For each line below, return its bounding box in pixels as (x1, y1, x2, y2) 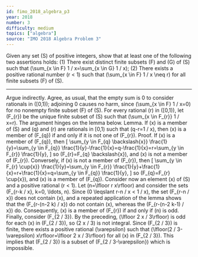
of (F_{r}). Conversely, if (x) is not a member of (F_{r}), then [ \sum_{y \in (6, 157, 182, 164)
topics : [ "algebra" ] (6, 31, 57, 37)
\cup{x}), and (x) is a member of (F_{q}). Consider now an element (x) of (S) (6, 176, 190, 183)
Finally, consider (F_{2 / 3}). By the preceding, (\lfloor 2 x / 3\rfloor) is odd (6, 213, 186, 220)
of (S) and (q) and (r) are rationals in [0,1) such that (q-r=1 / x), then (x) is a (6, 126, 187, 133)
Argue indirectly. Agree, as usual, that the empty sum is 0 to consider (6, 94, 174, 101)
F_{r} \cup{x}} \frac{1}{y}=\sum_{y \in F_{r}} (6, 163, 113, 170)
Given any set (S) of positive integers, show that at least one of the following (6, 52, 192, 59)
